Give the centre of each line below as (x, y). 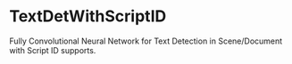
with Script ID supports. (53, 50)
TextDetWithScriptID (88, 16)
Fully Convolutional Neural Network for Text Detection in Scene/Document (146, 41)
